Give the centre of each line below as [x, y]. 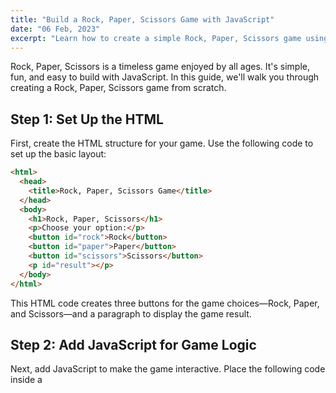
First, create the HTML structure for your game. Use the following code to [162, 143]
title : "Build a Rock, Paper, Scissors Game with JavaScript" [142, 19]
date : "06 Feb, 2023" [55, 29]
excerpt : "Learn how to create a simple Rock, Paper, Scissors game [156, 38]
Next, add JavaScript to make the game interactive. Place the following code [168, 369]
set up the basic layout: [58, 154]
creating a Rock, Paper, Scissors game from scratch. [118, 88]
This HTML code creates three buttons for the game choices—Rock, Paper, [165, 303]
